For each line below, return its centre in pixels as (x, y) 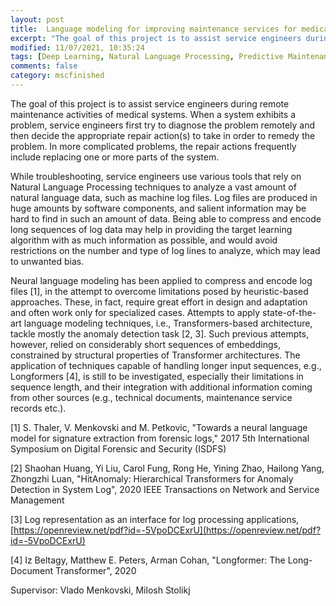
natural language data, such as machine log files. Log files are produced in (164, 197)
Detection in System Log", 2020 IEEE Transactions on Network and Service (165, 489)
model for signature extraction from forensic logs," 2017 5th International (160, 438)
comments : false (44, 66)
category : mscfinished (57, 76)
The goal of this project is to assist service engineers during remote (150, 103)
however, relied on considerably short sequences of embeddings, (145, 344)
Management (37, 500)
